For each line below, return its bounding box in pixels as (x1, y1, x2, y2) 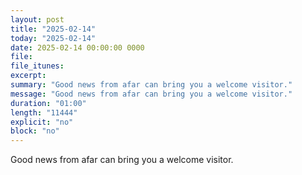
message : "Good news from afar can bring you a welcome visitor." (10, 89, 293, 99)
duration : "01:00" (10, 98, 87, 108)
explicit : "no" (10, 117, 74, 127)
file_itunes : (10, 61, 65, 71)
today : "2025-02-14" (10, 33, 97, 43)
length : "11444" (10, 107, 78, 118)
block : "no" (10, 126, 60, 136)
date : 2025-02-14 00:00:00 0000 (10, 42, 145, 53)
